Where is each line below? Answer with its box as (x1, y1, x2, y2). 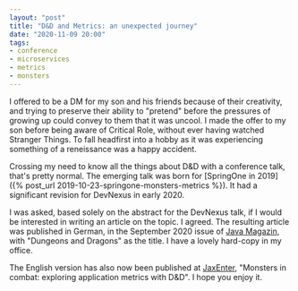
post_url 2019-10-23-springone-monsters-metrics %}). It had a (25, 180, 258, 191)
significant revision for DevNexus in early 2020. (9, 189, 185, 200)
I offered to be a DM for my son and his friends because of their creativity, (9, 96, 283, 107)
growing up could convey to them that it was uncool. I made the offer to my (9, 115, 286, 125)
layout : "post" (9, 13, 66, 22)
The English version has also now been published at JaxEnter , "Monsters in (9, 261, 287, 273)
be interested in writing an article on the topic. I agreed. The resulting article (9, 216, 290, 227)
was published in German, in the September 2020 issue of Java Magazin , (9, 226, 280, 236)
